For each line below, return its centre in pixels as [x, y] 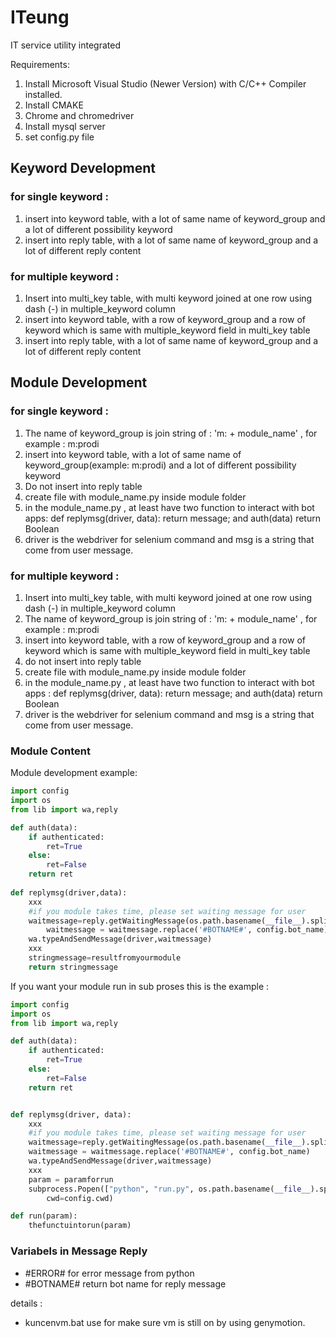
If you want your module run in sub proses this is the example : [140, 986]
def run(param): [44, 1216]
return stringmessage [73, 967]
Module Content [50, 751]
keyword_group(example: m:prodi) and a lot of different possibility [160, 465]
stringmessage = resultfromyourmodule [105, 958]
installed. [43, 94]
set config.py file [59, 137]
